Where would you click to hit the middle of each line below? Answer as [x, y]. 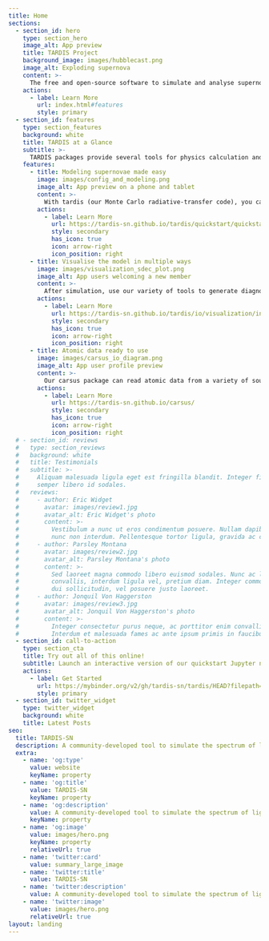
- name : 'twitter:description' [75, 887]
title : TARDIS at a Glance [68, 142]
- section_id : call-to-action [66, 641]
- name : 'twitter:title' [64, 872]
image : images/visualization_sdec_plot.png [110, 269]
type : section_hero [55, 38]
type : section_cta [53, 649]
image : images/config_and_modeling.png [104, 180]
